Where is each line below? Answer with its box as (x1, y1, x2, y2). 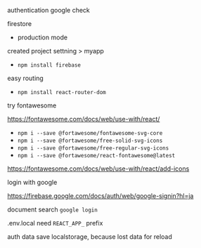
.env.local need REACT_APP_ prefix (7, 219, 103, 227)
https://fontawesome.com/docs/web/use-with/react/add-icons (7, 164, 190, 173)
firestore (7, 20, 32, 27)
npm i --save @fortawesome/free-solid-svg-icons (17, 137, 163, 144)
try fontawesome (7, 101, 57, 110)
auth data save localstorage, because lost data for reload (7, 233, 172, 241)
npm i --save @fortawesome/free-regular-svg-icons (17, 145, 169, 152)
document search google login (7, 205, 98, 214)
